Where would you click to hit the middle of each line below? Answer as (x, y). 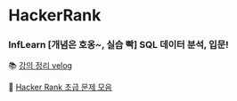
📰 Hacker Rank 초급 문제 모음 (60, 87)
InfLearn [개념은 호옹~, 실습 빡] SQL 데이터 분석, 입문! (118, 45)
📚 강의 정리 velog (41, 66)
